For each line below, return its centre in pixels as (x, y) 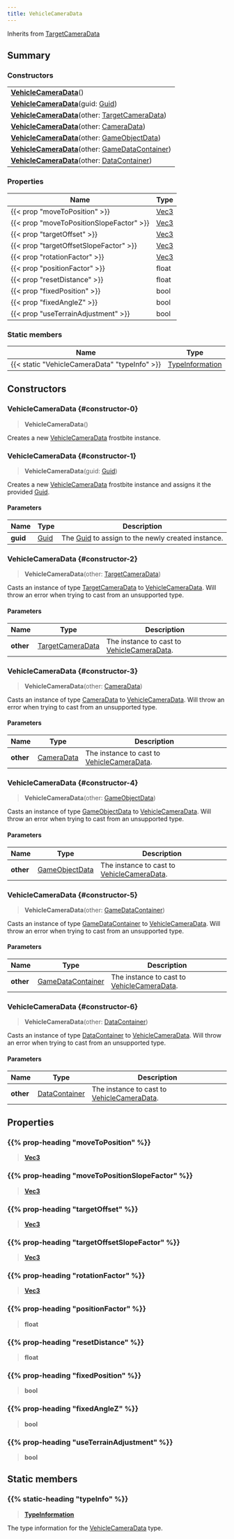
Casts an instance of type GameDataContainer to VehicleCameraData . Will (114, 923)
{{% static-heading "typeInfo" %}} (68, 1499)
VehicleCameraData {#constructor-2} (72, 559)
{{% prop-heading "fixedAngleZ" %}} (73, 1409)
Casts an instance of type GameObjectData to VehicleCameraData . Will (109, 811)
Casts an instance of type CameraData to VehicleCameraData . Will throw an (116, 700)
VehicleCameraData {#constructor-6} (72, 1007)
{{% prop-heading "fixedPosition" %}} (74, 1375)
